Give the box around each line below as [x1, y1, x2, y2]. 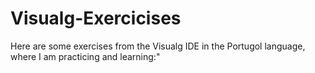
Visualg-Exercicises [10, 7, 182, 30]
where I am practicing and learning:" [10, 50, 161, 62]
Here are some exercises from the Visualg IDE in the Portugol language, [10, 40, 306, 52]
